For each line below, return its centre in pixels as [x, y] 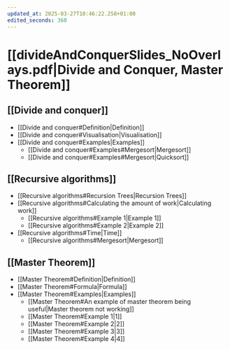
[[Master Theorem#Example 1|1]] [75, 316]
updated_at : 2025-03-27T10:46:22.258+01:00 [72, 14]
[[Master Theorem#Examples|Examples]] [77, 294]
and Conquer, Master [160, 70]
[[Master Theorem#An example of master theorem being [109, 302]
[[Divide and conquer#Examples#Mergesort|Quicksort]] [108, 157]
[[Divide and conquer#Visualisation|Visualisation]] [89, 134]
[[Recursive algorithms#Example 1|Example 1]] [94, 218]
